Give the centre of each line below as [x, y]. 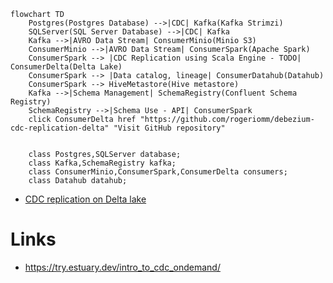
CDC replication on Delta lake [85, 199]
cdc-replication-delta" [60, 128]
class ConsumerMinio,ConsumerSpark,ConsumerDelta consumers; [158, 172]
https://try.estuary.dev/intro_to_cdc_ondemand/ [122, 267]
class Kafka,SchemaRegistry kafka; [102, 163]
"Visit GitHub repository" [169, 128]
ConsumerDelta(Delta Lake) [66, 67]
